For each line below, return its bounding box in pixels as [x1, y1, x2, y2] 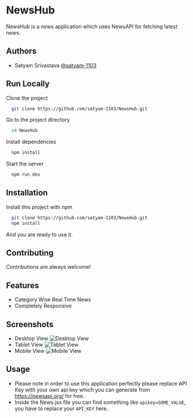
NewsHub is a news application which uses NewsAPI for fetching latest [6, 23, 178, 30]
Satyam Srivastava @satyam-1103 [14, 62, 96, 69]
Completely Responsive [14, 302, 72, 309]
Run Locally [6, 79, 50, 89]
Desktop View [14, 335, 49, 342]
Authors [6, 46, 37, 56]
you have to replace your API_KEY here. [14, 404, 108, 412]
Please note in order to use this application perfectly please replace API [14, 380, 187, 387]
